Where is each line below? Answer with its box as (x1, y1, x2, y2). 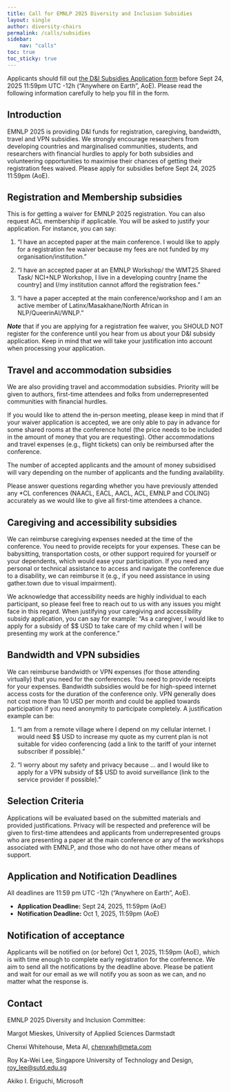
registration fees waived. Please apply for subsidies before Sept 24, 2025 (7, 164, 216, 172)
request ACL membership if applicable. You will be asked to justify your (7, 217, 210, 226)
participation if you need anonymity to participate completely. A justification (7, 704, 223, 713)
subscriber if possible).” (17, 747, 86, 755)
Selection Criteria (7, 795, 84, 807)
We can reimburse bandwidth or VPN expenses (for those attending (7, 667, 200, 675)
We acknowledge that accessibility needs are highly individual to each (7, 592, 207, 601)
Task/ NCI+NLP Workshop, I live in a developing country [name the (17, 273, 208, 282)
